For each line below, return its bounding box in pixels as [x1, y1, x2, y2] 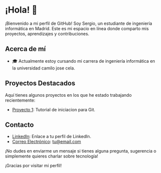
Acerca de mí [5, 45, 46, 53]
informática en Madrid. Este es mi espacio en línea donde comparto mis [5, 25, 149, 31]
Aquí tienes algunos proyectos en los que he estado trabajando [5, 92, 132, 98]
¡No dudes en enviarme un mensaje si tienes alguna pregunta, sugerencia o [5, 148, 157, 154]
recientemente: [5, 97, 36, 103]
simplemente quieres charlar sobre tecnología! [5, 153, 98, 159]
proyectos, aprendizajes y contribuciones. [5, 31, 89, 36]
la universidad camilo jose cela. [12, 65, 75, 71]
